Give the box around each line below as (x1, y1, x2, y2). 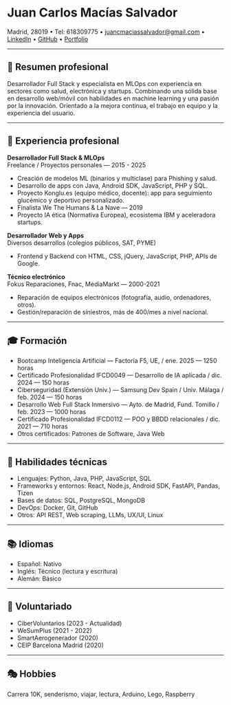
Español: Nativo (16, 560, 62, 568)
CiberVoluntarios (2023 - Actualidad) (16, 619, 122, 627)
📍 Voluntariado (7, 600, 72, 613)
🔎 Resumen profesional (7, 61, 109, 73)
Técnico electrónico (7, 272, 65, 281)
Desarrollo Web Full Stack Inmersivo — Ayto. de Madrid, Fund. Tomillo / (16, 400, 220, 409)
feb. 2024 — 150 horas (16, 393, 82, 402)
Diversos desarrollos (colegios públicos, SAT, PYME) (7, 239, 157, 247)
